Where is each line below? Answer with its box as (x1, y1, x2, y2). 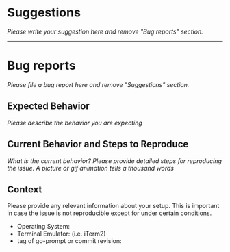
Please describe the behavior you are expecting (7, 118, 142, 127)
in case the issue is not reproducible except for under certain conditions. (7, 209, 212, 217)
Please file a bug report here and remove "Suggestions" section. (7, 80, 190, 88)
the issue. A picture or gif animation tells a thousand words (7, 164, 175, 172)
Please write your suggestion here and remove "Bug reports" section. (7, 27, 203, 36)
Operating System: (16, 223, 71, 231)
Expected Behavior (7, 101, 90, 112)
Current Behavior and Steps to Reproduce (7, 138, 189, 150)
